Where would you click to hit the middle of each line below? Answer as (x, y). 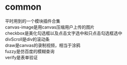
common (23, 7)
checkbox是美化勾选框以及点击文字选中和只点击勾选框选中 (64, 33)
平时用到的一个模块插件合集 (33, 21)
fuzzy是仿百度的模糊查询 (30, 51)
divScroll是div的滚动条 (27, 39)
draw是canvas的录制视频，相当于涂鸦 (43, 45)
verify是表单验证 (21, 57)
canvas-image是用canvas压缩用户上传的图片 (50, 27)
